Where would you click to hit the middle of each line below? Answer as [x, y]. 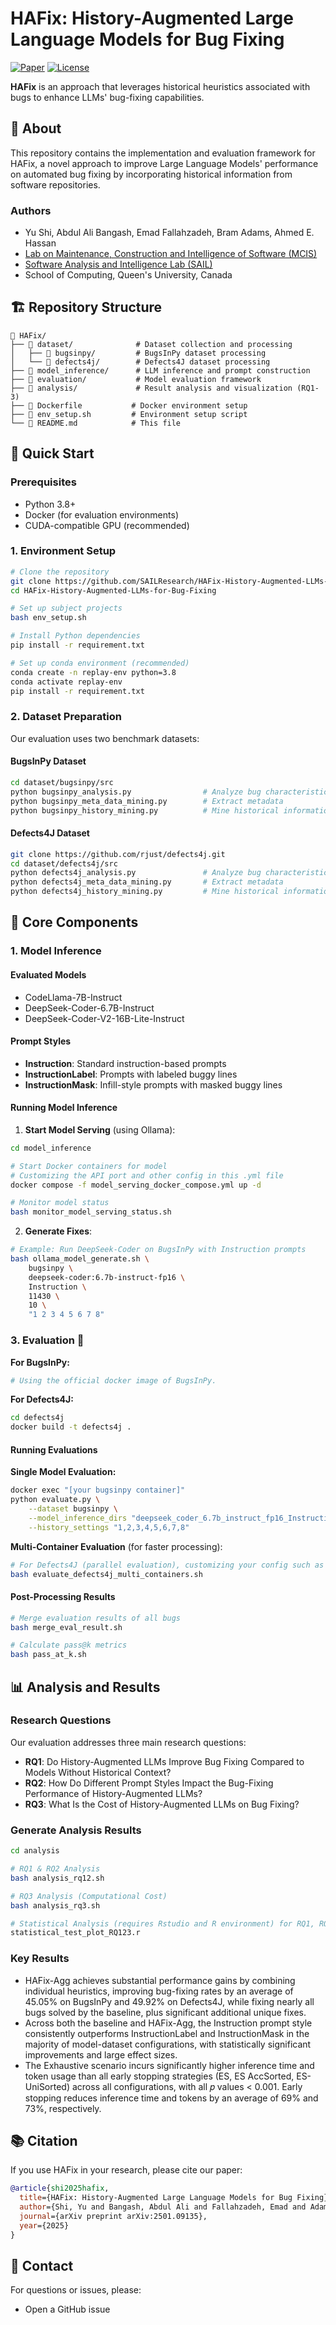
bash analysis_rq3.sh [55, 1905]
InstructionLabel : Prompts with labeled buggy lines [131, 1074]
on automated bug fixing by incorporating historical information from [151, 174]
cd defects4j [37, 1418]
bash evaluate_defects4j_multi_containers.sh [106, 1574]
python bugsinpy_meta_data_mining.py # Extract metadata [147, 801]
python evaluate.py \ [55, 1500]
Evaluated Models [48, 974]
